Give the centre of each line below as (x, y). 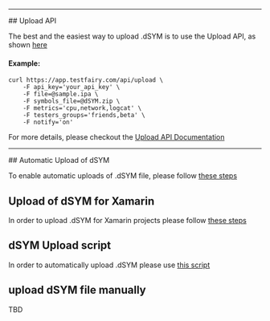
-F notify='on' (48, 122)
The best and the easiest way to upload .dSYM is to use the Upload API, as (132, 36)
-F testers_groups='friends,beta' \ (84, 116)
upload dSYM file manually (77, 290)
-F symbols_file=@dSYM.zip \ (72, 101)
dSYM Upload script (60, 246)
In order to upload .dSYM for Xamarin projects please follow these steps (127, 221)
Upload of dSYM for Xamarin (82, 201)
